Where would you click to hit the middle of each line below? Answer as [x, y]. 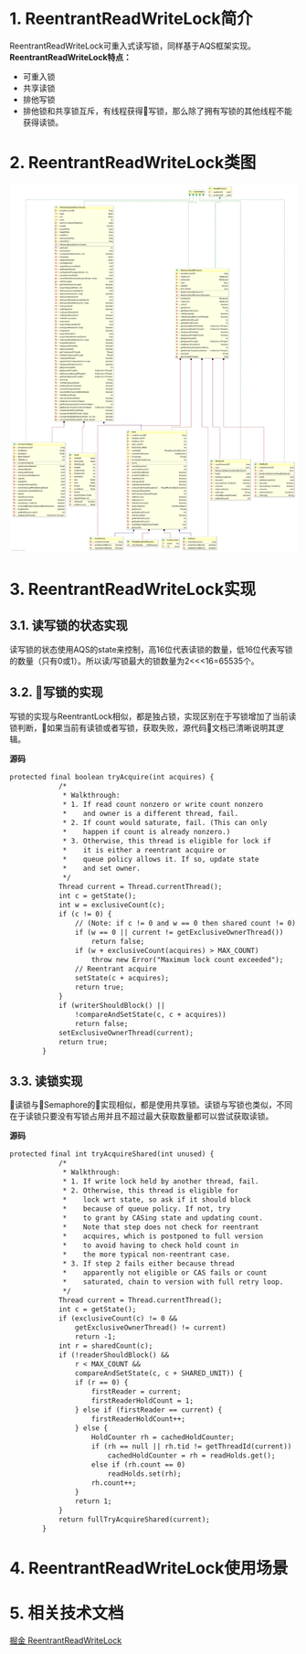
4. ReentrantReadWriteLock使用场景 [149, 1568]
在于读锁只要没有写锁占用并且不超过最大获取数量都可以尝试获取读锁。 [142, 1117]
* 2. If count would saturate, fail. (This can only [165, 822]
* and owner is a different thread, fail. [151, 813]
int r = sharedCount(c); [106, 1346]
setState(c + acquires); [122, 978]
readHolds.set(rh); [144, 1474]
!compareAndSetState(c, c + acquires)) [150, 1014]
